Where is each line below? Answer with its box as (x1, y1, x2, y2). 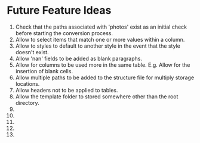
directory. (15, 99, 39, 106)
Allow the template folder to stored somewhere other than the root (15, 93, 179, 100)
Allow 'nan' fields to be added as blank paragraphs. (15, 55, 143, 62)
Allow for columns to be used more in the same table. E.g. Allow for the (15, 61, 190, 69)
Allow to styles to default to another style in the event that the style (15, 42, 181, 49)
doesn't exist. (15, 48, 50, 55)
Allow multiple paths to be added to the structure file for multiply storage (15, 74, 195, 81)
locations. (15, 80, 40, 87)
